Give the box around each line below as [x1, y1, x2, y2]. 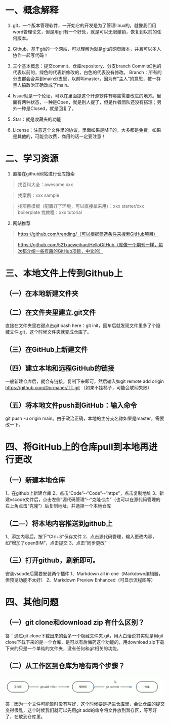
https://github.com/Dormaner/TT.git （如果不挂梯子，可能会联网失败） [5, 385, 152, 391]
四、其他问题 [5, 597, 59, 608]
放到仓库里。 [18, 713, 46, 720]
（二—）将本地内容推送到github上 [5, 519, 113, 528]
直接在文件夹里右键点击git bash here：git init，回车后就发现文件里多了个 [5, 322, 156, 329]
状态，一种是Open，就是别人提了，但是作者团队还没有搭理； [30, 99, 157, 105]
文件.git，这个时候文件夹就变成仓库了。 [9, 329, 92, 335]
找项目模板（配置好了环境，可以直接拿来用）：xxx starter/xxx [17, 203, 144, 209]
